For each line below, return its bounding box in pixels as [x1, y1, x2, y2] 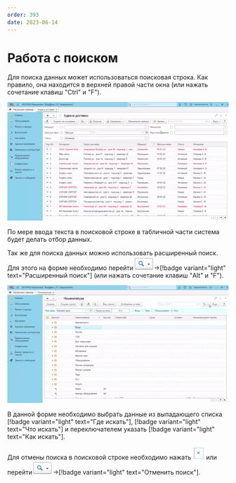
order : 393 [7, 11, 39, 18]
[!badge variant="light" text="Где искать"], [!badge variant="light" [7, 417, 202, 425]
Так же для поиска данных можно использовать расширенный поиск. [7, 248, 218, 257]
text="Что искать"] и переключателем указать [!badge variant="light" [7, 425, 216, 433]
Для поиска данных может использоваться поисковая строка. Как [7, 73, 209, 82]
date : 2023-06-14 [7, 18, 58, 26]
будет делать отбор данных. [7, 235, 93, 243]
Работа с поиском [7, 50, 119, 66]
